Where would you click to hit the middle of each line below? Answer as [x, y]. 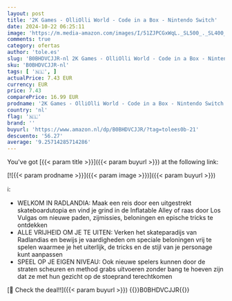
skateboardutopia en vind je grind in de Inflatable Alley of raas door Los [119, 210]
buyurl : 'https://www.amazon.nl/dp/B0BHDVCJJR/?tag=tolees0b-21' [103, 129]
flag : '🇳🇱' [24, 116]
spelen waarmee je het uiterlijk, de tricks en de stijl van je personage [115, 247]
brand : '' [21, 123]
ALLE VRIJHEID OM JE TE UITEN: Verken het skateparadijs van [107, 232]
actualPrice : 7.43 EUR [40, 78]
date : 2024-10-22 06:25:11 [46, 26]
